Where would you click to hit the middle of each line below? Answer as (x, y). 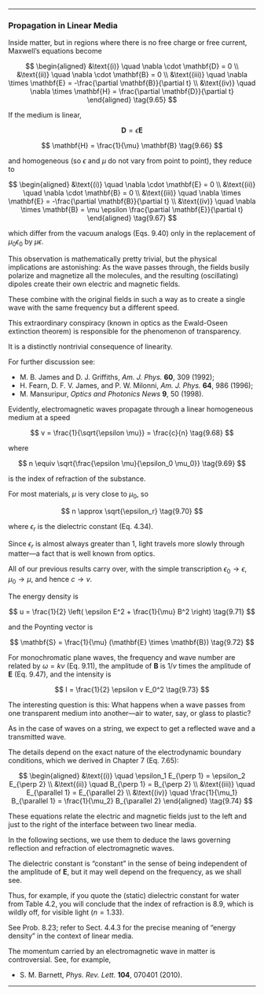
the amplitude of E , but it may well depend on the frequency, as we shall (125, 872)
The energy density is (43, 597)
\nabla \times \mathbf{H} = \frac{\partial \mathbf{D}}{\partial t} (132, 91)
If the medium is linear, (45, 115)
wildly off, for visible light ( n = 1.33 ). (66, 912)
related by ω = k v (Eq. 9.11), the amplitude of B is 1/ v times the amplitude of (130, 666)
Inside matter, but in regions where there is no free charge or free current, (128, 43)
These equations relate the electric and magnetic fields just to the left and (128, 816)
